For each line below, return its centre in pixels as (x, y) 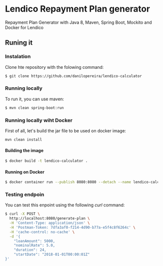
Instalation (18, 57)
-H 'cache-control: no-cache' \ (42, 232)
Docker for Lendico (24, 27)
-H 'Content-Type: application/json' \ (50, 223)
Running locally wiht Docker (39, 120)
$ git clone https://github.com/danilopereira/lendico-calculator (73, 76)
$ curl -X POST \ (23, 214)
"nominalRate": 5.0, (34, 246)
